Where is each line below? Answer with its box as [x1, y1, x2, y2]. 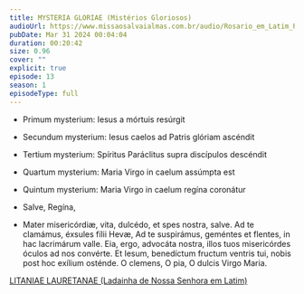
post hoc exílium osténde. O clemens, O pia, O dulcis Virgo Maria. [22, 257, 268, 268]
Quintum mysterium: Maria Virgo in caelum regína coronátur [22, 184, 246, 194]
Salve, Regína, [22, 201, 76, 213]
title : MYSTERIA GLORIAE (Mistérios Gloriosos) [9, 13, 193, 23]
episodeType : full [9, 89, 79, 98]
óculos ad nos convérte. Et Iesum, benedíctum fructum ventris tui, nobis [22, 248, 291, 259]
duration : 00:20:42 [9, 38, 83, 48]
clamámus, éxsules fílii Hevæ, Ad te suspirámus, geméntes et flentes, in [22, 228, 291, 240]
